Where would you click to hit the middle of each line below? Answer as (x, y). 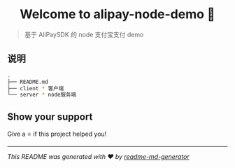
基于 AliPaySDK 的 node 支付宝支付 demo (84, 34)
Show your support (50, 117)
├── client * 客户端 (36, 88)
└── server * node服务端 (42, 95)
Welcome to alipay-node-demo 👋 (117, 14)
